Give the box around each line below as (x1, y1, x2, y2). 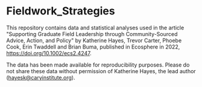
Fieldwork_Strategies (6, 4, 116, 18)
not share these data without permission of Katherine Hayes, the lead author (6, 67, 196, 74)
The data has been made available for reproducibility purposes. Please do (6, 61, 190, 68)
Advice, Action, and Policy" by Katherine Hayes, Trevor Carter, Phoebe (6, 37, 182, 44)
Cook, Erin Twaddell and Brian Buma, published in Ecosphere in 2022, (6, 43, 180, 50)
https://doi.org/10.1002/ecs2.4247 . (6, 49, 92, 56)
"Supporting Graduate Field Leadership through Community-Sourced (6, 30, 178, 37)
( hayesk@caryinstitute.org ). (6, 74, 75, 81)
